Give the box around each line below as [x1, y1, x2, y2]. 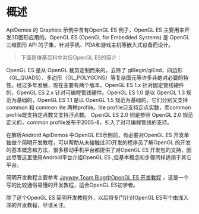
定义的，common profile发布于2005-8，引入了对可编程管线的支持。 [6, 119, 173, 126]
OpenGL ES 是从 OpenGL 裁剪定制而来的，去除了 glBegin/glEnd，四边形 [6, 66, 183, 73]
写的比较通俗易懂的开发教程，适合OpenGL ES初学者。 [6, 181, 138, 188]
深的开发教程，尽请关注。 [6, 201, 69, 209]
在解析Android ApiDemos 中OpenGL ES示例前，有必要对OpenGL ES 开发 [6, 131, 184, 138]
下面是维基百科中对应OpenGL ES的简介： [20, 54, 122, 61]
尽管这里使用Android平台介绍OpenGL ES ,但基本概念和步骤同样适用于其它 [11, 153, 192, 161]
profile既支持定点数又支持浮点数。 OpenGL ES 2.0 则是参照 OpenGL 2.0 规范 [6, 111, 194, 118]
